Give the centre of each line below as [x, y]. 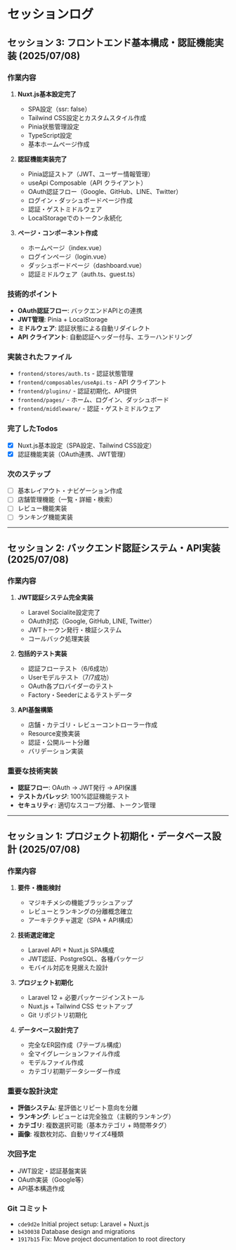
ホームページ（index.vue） [66, 247]
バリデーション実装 [56, 751]
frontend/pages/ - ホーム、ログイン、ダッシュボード [93, 400]
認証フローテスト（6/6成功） [70, 669]
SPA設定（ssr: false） [59, 109]
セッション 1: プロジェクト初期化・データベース [110, 836]
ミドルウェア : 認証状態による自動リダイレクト [84, 328]
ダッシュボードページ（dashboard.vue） [87, 265]
